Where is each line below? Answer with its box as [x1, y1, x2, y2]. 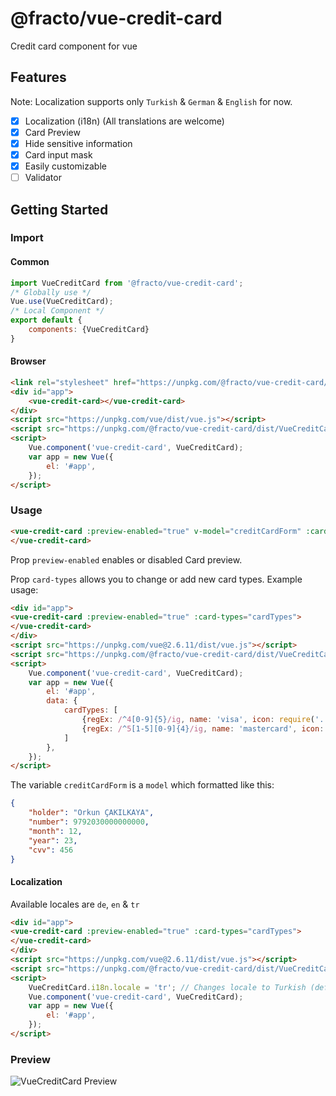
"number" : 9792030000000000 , [28, 817, 150, 827]
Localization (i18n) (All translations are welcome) [24, 115, 225, 127]
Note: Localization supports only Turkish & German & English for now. [10, 95, 293, 107]
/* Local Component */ [10, 306, 105, 316]
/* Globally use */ [10, 287, 92, 297]
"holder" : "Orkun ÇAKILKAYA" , [28, 808, 155, 818]
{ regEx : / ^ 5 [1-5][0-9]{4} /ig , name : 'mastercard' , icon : [81, 723, 325, 734]
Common [10, 256, 50, 268]
